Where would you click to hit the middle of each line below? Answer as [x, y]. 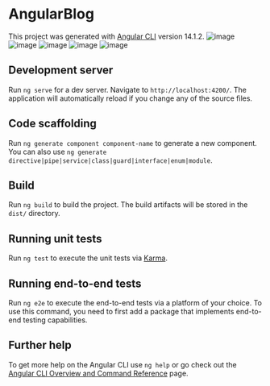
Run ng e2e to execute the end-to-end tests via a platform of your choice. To [135, 303]
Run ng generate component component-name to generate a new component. [133, 143]
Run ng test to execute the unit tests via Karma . [88, 258]
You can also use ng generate [58, 151]
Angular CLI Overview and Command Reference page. [98, 373]
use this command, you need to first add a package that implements [121, 311]
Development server [61, 71]
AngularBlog [52, 14]
